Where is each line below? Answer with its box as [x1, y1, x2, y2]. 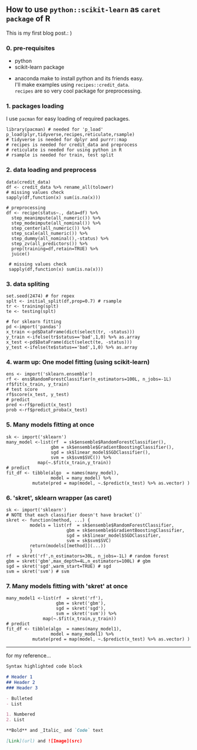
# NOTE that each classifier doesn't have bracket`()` [6, 512, 143, 518]
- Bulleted [6, 696, 33, 701]
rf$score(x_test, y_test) [6, 392, 69, 398]
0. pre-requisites [6, 44, 55, 52]
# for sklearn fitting [6, 319, 62, 325]
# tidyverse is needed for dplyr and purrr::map [6, 137, 127, 143]
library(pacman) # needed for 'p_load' [6, 127, 104, 132]
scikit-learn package [14, 64, 64, 71]
